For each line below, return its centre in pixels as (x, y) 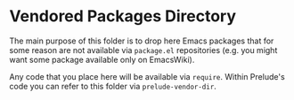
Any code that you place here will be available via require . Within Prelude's (147, 76)
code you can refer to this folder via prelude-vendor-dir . (113, 86)
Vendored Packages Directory (123, 16)
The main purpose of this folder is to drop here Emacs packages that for (142, 41)
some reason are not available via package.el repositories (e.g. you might (143, 50)
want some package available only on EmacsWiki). (102, 59)
